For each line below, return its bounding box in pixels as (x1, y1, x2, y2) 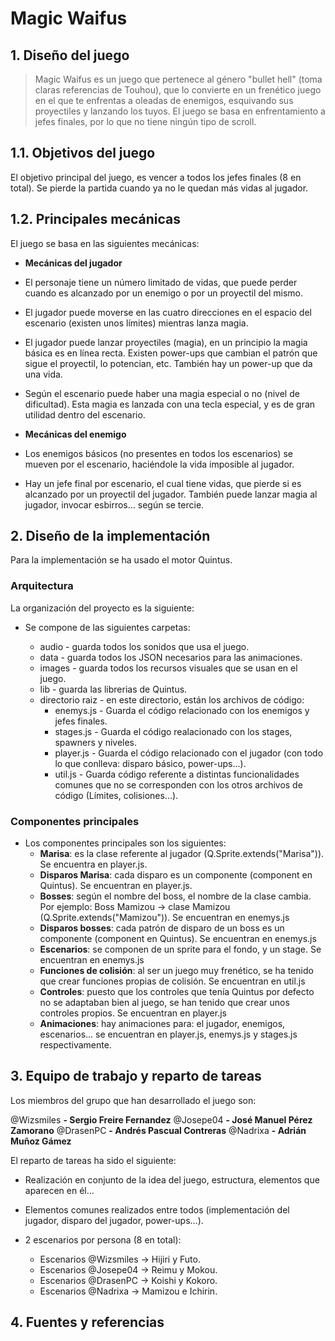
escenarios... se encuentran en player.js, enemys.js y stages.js (39, 1028, 298, 1041)
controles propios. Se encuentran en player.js (39, 1007, 227, 1019)
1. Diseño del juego (10, 47, 130, 64)
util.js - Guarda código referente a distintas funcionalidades (54, 768, 300, 780)
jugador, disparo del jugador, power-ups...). (24, 1214, 204, 1226)
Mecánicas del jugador (24, 257, 123, 269)
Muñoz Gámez (10, 1135, 72, 1147)
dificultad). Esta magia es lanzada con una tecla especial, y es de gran (24, 398, 316, 410)
